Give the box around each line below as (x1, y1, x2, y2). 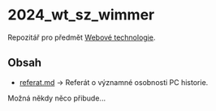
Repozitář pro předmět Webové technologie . (7, 32, 156, 42)
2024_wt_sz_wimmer (7, 6, 155, 24)
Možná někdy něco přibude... (7, 93, 106, 103)
